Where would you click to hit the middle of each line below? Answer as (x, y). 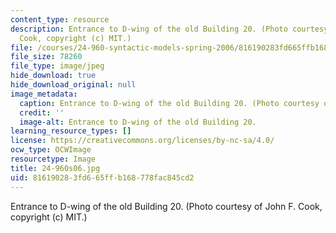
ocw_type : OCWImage (51, 150)
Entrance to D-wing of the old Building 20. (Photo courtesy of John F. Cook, (166, 206)
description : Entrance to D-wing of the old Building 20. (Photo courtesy (169, 29)
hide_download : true (53, 76)
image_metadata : (44, 94)
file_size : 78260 (46, 57)
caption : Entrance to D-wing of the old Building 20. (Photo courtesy (169, 103)
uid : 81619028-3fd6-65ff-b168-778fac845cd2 (102, 177)
